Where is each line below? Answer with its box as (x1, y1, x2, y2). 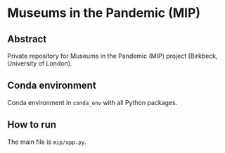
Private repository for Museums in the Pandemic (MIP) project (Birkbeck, (7, 51, 218, 60)
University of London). (7, 59, 72, 68)
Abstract (7, 33, 47, 45)
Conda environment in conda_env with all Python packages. (7, 98, 178, 106)
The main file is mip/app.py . (7, 137, 86, 146)
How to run (7, 118, 57, 131)
